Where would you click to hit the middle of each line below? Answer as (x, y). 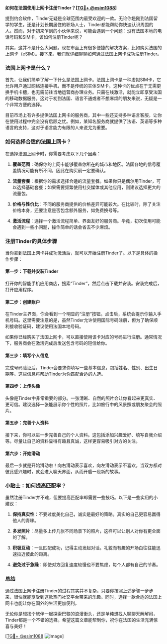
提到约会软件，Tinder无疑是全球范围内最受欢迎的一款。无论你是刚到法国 (79, 18)
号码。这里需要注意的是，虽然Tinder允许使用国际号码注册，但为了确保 (81, 320)
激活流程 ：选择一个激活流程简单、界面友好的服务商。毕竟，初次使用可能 (86, 220)
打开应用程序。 (20, 290)
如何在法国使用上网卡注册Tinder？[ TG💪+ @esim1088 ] (61, 8)
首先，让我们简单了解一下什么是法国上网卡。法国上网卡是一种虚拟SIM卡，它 (83, 80)
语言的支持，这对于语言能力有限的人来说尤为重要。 (57, 128)
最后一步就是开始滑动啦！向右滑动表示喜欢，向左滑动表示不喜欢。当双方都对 (83, 465)
